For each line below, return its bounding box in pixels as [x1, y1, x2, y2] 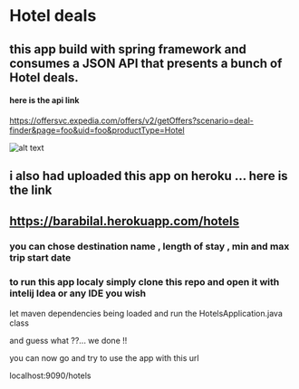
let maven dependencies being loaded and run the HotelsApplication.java [9, 308, 284, 318]
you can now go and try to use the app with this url [9, 352, 199, 363]
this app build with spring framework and [9, 42, 246, 57]
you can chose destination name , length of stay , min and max [9, 241, 290, 253]
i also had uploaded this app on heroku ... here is [9, 168, 288, 184]
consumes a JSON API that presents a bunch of [9, 55, 283, 71]
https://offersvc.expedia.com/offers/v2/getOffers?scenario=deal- [9, 115, 254, 126]
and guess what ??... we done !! [9, 335, 128, 346]
